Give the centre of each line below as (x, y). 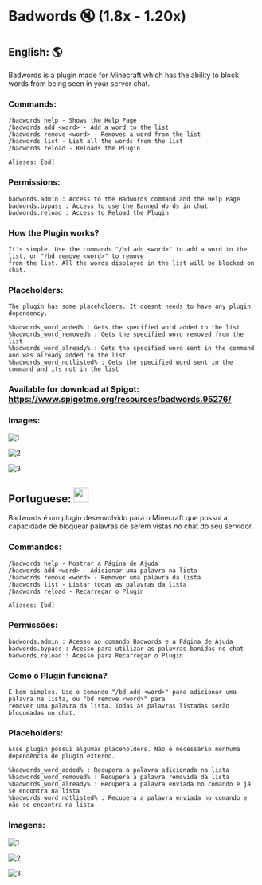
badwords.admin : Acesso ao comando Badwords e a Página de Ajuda (121, 641)
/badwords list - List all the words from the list (96, 142)
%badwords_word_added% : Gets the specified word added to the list (124, 328)
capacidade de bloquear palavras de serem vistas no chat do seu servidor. (131, 526)
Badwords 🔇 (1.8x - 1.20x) (98, 16)
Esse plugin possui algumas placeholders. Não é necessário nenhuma (124, 750)
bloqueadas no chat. (43, 713)
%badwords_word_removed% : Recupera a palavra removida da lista (119, 778)
